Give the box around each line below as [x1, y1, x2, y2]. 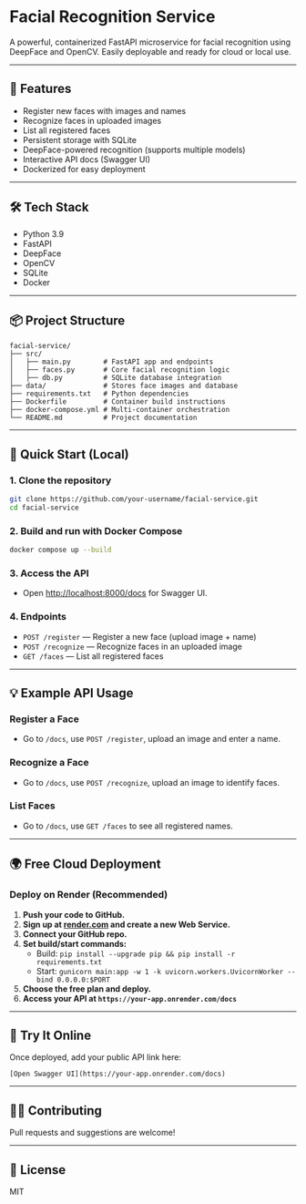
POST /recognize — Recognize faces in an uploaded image [22, 641, 243, 652]
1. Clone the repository [9, 474, 112, 487]
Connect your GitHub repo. [22, 928, 127, 940]
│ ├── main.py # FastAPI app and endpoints [9, 357, 214, 366]
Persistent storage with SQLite [22, 134, 137, 145]
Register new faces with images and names [22, 105, 187, 116]
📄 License [9, 1162, 66, 1178]
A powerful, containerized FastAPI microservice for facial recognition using [9, 36, 291, 47]
